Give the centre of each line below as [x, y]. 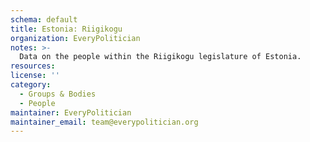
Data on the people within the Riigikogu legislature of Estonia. [160, 57]
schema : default [44, 19]
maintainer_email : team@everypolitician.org [104, 122]
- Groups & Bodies [58, 94]
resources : [33, 66]
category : [31, 85]
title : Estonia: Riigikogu [66, 29]
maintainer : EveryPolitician [71, 112]
